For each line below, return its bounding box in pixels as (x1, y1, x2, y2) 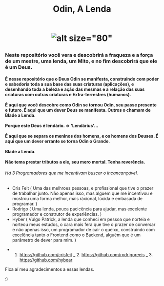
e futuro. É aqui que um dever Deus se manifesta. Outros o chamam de (5, 107, 151, 113)
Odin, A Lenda (53, 3, 111, 15)
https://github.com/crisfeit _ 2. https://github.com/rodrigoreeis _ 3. (19, 251, 153, 257)
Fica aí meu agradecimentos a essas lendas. (5, 266, 94, 272)
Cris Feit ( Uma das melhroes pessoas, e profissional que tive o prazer (12, 185, 154, 191)
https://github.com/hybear (19, 257, 73, 263)
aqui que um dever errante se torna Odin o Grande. (5, 138, 110, 144)
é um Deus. (5, 64, 33, 71)
